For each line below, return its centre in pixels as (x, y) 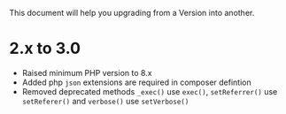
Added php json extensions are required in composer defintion (136, 82)
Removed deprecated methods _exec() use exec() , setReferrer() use (150, 91)
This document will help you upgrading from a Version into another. (132, 13)
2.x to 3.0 (45, 49)
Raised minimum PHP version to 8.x (87, 72)
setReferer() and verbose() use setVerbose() (105, 101)
